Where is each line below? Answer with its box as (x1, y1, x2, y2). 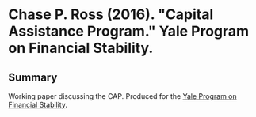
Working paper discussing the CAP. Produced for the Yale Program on (8, 92, 238, 100)
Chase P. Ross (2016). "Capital (8, 6, 214, 24)
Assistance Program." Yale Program (8, 22, 250, 40)
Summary (8, 70, 58, 84)
